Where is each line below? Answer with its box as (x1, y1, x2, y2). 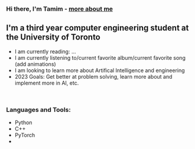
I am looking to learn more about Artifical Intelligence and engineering (14, 67, 185, 74)
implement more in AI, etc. (14, 79, 79, 86)
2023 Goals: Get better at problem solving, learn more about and (14, 73, 173, 80)
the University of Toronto (6, 32, 100, 43)
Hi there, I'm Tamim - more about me (6, 5, 113, 13)
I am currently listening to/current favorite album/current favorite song (14, 54, 186, 61)
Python (14, 119, 32, 126)
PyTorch (14, 132, 35, 139)
